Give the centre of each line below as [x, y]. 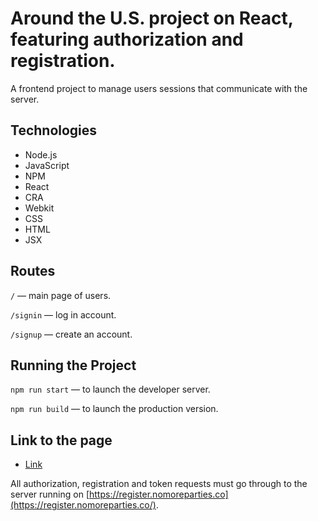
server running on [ [50, 494]
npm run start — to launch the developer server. [110, 389]
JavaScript [47, 165]
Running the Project [73, 365]
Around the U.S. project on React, [152, 18]
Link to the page [61, 440]
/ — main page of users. [61, 295]
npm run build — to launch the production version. [114, 409]
